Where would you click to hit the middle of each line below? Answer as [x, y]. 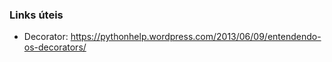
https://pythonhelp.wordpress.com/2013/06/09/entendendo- [196, 37]
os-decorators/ [55, 47]
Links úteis [36, 15]
